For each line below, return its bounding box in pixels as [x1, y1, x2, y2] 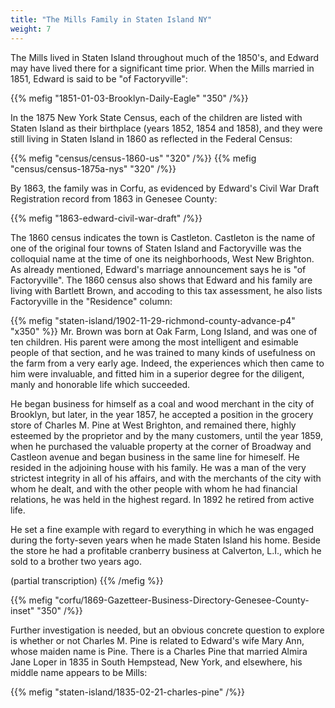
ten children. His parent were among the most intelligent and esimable [10, 336, 299, 348]
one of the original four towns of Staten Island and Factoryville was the [10, 242, 302, 254]
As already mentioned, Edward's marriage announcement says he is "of [10, 263, 307, 275]
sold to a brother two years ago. [10, 555, 143, 567]
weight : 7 [10, 24, 52, 34]
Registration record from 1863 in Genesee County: [10, 192, 218, 205]
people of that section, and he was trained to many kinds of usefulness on [10, 346, 316, 358]
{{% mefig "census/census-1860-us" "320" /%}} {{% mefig [10, 152, 257, 164]
